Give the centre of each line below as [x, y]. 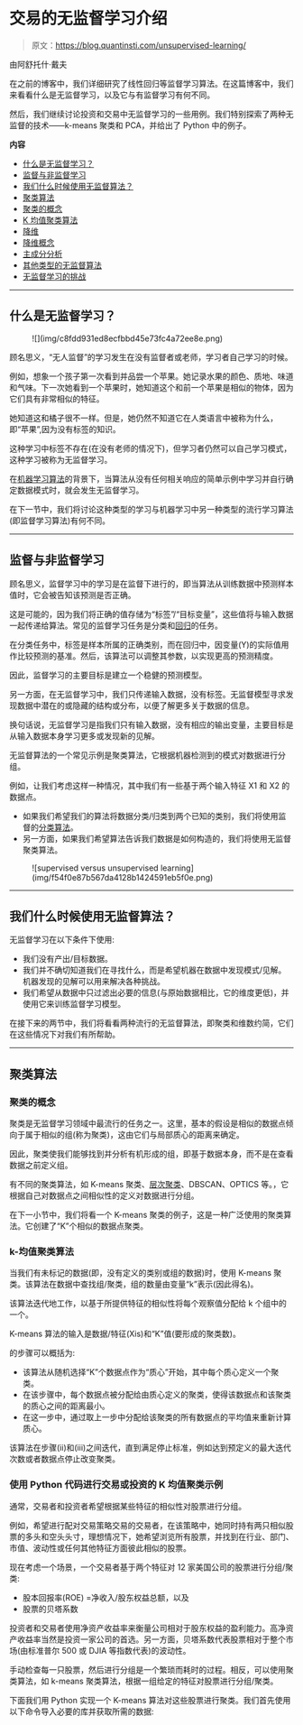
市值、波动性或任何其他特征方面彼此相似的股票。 [100, 1547]
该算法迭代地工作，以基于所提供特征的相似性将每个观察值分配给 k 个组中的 [148, 1304]
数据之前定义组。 [41, 1166]
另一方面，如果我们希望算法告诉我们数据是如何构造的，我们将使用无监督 [156, 838]
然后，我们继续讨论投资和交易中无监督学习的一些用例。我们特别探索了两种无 [151, 114]
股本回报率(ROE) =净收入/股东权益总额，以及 [106, 1597]
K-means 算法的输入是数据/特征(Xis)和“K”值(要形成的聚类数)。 [125, 1334]
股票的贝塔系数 [50, 1609]
